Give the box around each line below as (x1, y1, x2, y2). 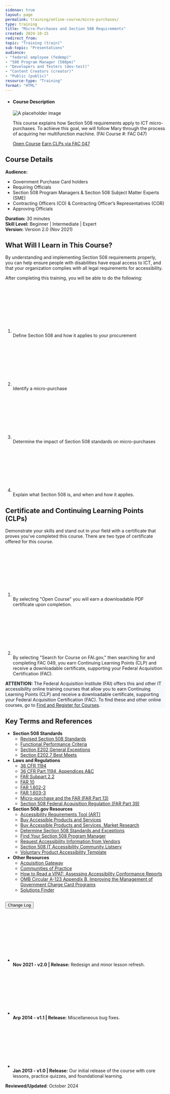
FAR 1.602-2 (20, 785, 46, 791)
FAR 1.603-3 (20, 790, 46, 796)
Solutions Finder (20, 887, 55, 893)
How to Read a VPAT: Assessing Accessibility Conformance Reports (20, 871, 162, 877)
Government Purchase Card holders (12, 178, 88, 184)
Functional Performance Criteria (20, 741, 87, 747)
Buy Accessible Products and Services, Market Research (20, 822, 140, 828)
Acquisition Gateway (20, 860, 63, 866)
